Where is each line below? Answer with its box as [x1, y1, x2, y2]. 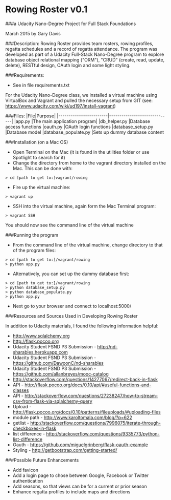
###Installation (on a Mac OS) [5, 139, 68, 145]
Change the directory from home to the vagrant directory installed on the [12, 160, 166, 166]
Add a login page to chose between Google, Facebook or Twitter [12, 472, 149, 478]
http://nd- [97, 343, 118, 349]
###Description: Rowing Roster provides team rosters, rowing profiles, [5, 40, 154, 47]
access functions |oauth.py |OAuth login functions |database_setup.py [5, 123, 154, 130]
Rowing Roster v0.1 [5, 4, 88, 15]
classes [12, 387, 29, 393]
